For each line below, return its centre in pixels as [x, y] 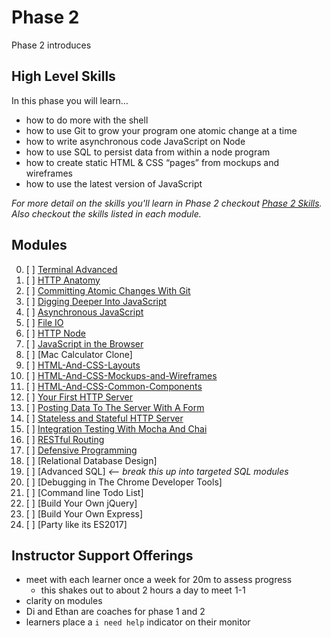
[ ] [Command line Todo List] [84, 492]
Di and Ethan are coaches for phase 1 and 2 [115, 612]
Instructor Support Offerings [102, 555]
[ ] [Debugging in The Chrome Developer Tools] [124, 482]
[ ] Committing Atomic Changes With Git [108, 290]
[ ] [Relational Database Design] [91, 460]
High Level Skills [63, 76]
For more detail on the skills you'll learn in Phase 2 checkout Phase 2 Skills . [167, 203]
